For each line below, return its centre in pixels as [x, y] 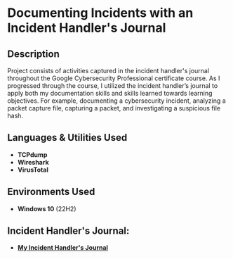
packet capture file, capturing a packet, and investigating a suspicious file [114, 108]
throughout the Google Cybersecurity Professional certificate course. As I [114, 78]
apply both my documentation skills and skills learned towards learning [110, 93]
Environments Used [51, 192]
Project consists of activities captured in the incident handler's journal [108, 71]
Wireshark [33, 162]
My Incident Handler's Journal [63, 248]
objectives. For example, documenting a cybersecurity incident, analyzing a [116, 101]
